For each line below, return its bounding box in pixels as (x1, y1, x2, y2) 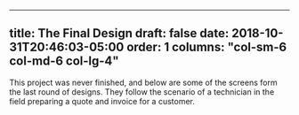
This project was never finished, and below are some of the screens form (9, 77, 278, 88)
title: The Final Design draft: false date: (9, 26, 230, 41)
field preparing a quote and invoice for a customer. (9, 96, 196, 106)
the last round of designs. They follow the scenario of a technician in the (9, 86, 275, 97)
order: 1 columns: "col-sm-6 (125, 40, 287, 55)
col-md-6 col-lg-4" (9, 54, 119, 69)
